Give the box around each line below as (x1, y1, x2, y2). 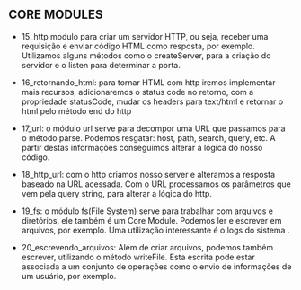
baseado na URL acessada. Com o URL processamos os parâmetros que (21, 179, 291, 189)
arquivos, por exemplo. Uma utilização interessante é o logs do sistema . (21, 224, 290, 235)
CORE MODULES (8, 7, 103, 22)
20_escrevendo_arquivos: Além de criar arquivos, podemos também (21, 242, 274, 252)
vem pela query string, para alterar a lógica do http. (21, 188, 213, 198)
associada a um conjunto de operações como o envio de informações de (21, 260, 292, 272)
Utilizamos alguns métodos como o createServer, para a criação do (21, 49, 271, 61)
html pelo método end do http (21, 105, 132, 116)
